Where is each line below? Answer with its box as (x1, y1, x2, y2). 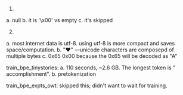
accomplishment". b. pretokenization (6, 71, 97, 77)
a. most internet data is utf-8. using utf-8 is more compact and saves (6, 40, 175, 47)
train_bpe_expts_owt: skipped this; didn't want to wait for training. (6, 82, 168, 89)
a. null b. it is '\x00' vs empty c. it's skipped (6, 17, 113, 23)
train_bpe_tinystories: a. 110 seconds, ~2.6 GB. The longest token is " (6, 64, 176, 71)
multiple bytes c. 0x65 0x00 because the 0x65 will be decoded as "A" (6, 53, 178, 59)
